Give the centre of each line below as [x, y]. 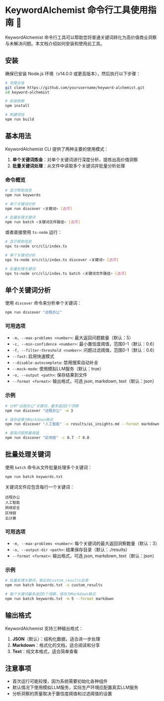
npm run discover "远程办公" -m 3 [39, 411]
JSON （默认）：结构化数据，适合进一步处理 [56, 639]
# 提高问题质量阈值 [22, 433]
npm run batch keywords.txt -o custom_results [54, 585]
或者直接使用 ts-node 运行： [34, 232]
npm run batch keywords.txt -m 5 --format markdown [59, 599]
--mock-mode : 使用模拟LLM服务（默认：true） [58, 369]
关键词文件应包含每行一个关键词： [40, 487]
